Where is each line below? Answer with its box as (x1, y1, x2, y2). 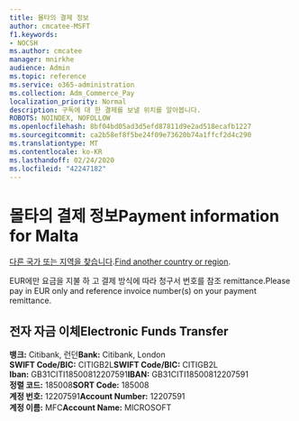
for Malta (9, 225, 79, 246)
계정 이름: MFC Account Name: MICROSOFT (9, 402, 172, 413)
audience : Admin (9, 64, 70, 73)
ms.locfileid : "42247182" (9, 164, 106, 173)
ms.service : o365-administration (9, 80, 135, 89)
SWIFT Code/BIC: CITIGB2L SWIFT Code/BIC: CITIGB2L (9, 360, 219, 371)
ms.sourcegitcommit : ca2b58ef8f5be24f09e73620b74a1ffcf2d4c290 (9, 131, 252, 140)
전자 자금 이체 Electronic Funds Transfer (9, 324, 229, 339)
